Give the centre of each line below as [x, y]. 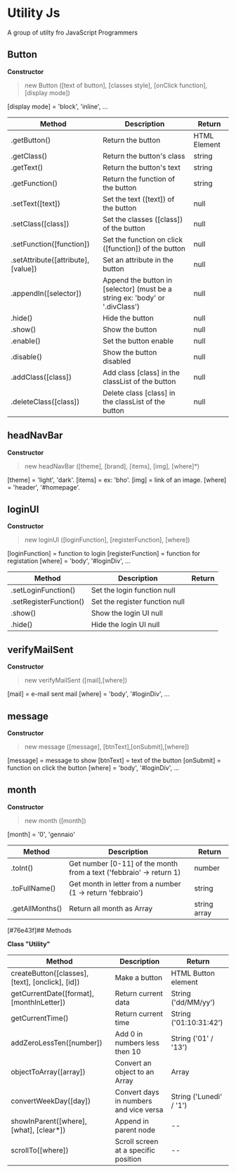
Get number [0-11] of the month [123, 863]
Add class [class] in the [142, 373]
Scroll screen [137, 1141]
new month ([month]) [55, 820]
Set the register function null [138, 602]
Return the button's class [144, 156]
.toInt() [22, 868]
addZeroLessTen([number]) [57, 1043]
